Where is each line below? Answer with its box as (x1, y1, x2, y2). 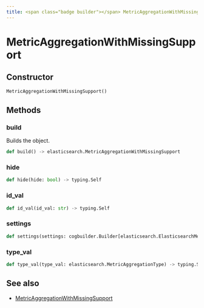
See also (6, 278, 39, 289)
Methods (6, 104, 41, 115)
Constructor (6, 72, 53, 83)
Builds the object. (6, 137, 50, 145)
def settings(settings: (6, 233, 67, 239)
